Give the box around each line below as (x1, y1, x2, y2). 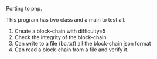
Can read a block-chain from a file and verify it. (14, 46, 129, 53)
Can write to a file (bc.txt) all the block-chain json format (14, 40, 151, 47)
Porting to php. (6, 5, 42, 12)
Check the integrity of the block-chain (14, 34, 107, 40)
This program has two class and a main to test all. (6, 16, 126, 23)
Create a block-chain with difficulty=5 (14, 27, 106, 34)
